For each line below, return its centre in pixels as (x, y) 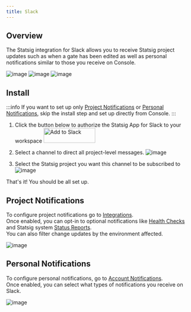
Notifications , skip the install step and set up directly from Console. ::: (91, 114)
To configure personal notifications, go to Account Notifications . (85, 278)
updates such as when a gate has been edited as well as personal (87, 56)
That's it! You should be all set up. (47, 182)
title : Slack (22, 12)
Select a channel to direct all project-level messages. (79, 153)
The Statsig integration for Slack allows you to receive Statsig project (90, 50)
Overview (25, 36)
